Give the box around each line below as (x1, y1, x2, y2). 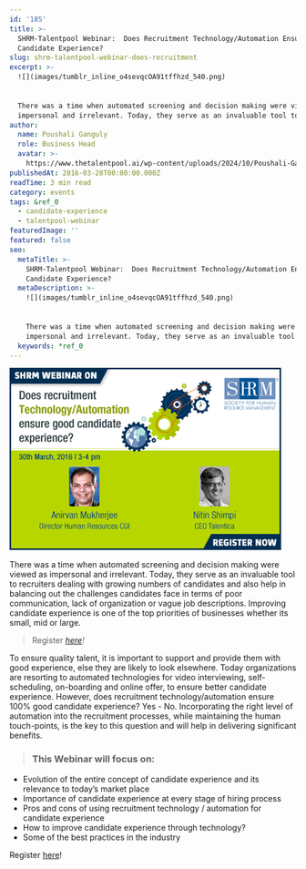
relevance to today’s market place (22, 783, 150, 794)
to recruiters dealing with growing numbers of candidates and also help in (9, 578, 287, 589)
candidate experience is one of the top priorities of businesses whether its (9, 608, 289, 619)
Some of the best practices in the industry (22, 832, 181, 843)
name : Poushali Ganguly (17, 130, 107, 139)
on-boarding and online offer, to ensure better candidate (55, 681, 267, 692)
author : (9, 120, 39, 129)
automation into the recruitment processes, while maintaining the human (9, 711, 281, 721)
